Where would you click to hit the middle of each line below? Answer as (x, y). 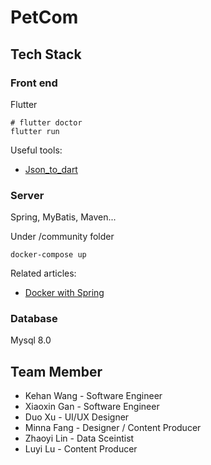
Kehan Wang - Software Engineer (93, 396)
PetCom (44, 17)
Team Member (56, 371)
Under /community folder (62, 237)
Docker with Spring (64, 293)
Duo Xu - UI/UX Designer (77, 417)
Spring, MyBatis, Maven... (63, 217)
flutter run (35, 131)
